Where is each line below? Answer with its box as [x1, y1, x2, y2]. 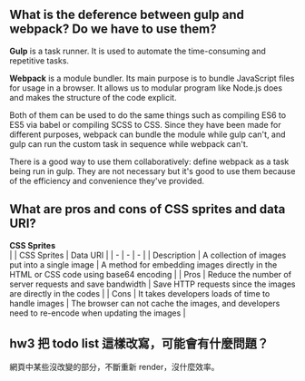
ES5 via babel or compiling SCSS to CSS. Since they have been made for [9, 119, 281, 130]
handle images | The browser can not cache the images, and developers [9, 298, 280, 308]
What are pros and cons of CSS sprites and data [9, 201, 286, 217]
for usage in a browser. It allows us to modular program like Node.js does [9, 82, 283, 93]
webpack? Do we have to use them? [9, 22, 217, 37]
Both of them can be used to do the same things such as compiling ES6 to [9, 109, 287, 121]
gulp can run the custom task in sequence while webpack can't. [9, 138, 249, 149]
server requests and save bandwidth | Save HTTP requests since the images [9, 278, 297, 289]
